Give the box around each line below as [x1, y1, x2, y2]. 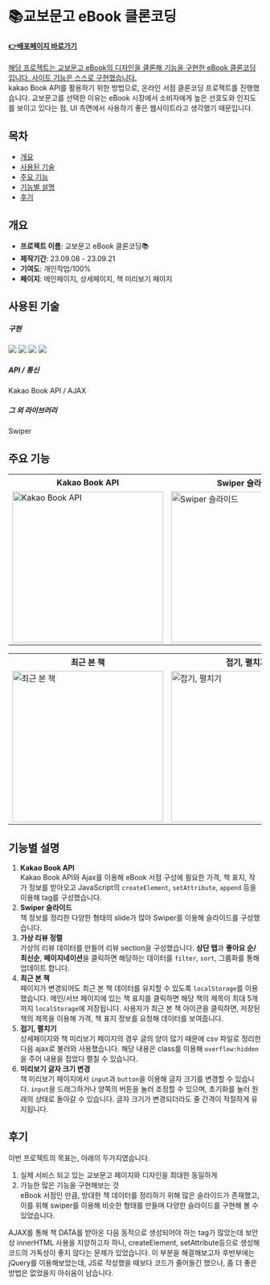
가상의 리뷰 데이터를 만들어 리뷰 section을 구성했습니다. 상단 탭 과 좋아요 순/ [19, 942, 257, 952]
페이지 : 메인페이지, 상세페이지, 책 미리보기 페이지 [19, 274, 173, 284]
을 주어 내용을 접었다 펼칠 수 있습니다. [19, 1054, 138, 1063]
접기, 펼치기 [19, 1023, 57, 1033]
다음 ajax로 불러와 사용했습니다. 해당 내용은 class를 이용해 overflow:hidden [19, 1043, 259, 1053]
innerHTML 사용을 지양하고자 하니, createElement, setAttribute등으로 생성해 [16, 1237, 260, 1247]
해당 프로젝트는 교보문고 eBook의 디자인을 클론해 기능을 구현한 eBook [8, 63, 229, 73]
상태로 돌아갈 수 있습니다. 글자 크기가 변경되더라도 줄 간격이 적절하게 [35, 1094, 250, 1104]
